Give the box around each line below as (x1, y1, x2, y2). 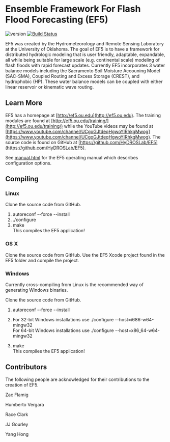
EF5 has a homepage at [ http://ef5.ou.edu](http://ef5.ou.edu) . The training (5, 112, 161, 118)
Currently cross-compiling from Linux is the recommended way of (5, 282, 144, 288)
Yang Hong (5, 431, 29, 437)
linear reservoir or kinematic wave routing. (5, 84, 94, 90)
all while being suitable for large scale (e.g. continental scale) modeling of (5, 57, 160, 63)
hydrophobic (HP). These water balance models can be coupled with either (5, 78, 163, 85)
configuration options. (5, 160, 52, 166)
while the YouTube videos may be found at (64, 123, 154, 129)
